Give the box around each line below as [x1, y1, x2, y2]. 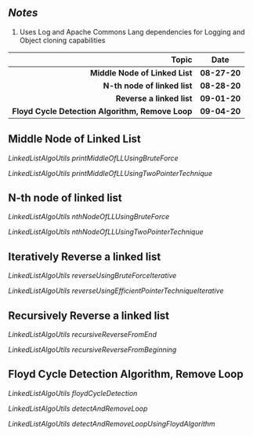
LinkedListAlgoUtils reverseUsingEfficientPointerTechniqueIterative [8, 286, 224, 295]
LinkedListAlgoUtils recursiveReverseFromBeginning [8, 345, 177, 354]
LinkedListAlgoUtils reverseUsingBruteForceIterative [8, 271, 177, 280]
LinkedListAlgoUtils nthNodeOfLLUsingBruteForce [8, 212, 170, 222]
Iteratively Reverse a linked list [8, 250, 161, 263]
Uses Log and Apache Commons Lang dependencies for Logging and [19, 27, 245, 36]
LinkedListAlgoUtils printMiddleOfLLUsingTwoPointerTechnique [8, 168, 213, 178]
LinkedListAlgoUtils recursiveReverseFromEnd [8, 330, 157, 339]
